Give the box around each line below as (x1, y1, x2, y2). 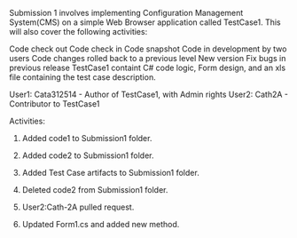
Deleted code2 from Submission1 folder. (21, 185, 168, 194)
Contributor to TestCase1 (9, 99, 100, 109)
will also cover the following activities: (9, 27, 148, 36)
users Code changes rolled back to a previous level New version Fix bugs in (9, 53, 286, 63)
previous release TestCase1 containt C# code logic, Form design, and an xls (9, 62, 286, 73)
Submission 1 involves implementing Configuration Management (9, 8, 244, 18)
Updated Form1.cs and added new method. (21, 219, 180, 229)
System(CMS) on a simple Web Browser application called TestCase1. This (9, 17, 281, 28)
